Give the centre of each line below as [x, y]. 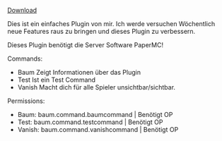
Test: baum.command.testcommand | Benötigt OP [90, 122]
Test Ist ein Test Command [57, 80]
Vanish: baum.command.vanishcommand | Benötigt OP [98, 129]
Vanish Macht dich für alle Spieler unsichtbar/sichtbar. [96, 87]
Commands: [25, 59]
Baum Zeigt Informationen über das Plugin [79, 72]
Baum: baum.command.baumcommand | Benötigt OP [95, 115]
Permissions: [26, 101]
